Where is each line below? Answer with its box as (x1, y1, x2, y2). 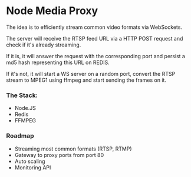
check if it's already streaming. (6, 41, 81, 48)
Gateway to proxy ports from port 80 (14, 151, 104, 158)
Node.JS (14, 105, 37, 112)
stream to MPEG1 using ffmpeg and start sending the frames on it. (6, 76, 167, 84)
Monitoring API (14, 163, 51, 171)
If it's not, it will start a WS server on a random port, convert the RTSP (6, 70, 176, 77)
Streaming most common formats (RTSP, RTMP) (14, 145, 132, 152)
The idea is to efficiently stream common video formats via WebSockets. (6, 24, 183, 31)
